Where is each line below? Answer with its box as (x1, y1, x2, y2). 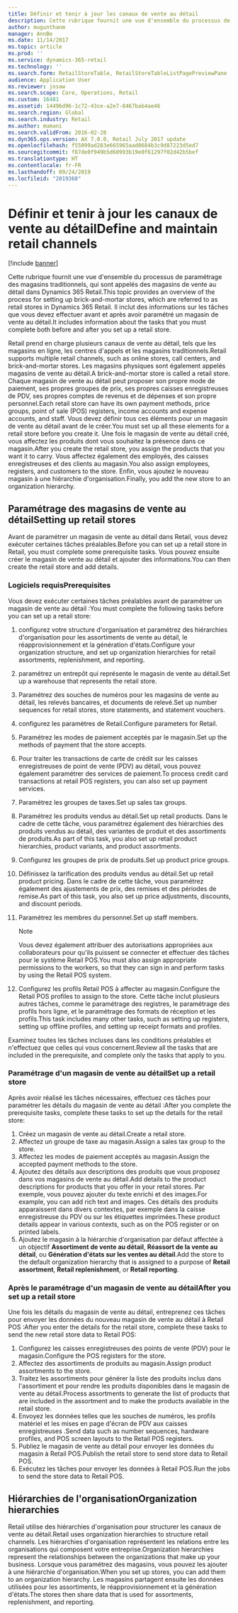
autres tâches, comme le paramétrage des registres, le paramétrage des (18, 1000, 230, 1008)
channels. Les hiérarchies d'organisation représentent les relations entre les (8, 1537, 229, 1546)
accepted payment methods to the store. (18, 1160, 137, 1168)
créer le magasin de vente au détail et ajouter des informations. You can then (8, 555, 231, 564)
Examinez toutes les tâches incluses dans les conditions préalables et (8, 1036, 212, 1044)
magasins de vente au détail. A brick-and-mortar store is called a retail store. (8, 369, 231, 378)
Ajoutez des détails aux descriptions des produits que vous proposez (18, 1167, 220, 1176)
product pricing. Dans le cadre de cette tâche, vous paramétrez (18, 876, 204, 885)
